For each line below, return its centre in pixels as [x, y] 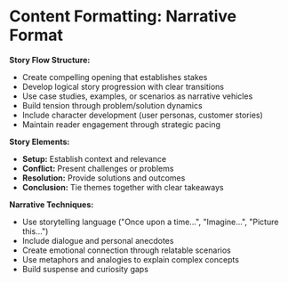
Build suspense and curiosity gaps [85, 269]
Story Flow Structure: [50, 60]
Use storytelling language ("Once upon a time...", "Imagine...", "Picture [150, 222]
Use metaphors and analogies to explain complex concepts [131, 259]
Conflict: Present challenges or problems [98, 168]
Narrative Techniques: [52, 204]
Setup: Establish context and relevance [94, 158]
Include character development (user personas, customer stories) [143, 115]
